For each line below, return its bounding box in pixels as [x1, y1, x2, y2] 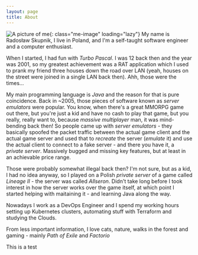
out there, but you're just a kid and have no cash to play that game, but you [6, 110, 189, 117]
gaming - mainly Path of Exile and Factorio [6, 231, 111, 239]
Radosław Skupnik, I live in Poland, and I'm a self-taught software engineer [6, 37, 189, 44]
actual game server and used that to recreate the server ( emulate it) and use [6, 135, 193, 142]
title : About [6, 14, 38, 20]
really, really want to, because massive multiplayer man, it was [6, 116, 158, 123]
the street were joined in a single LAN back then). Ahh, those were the [6, 73, 177, 80]
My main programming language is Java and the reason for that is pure [6, 91, 180, 98]
